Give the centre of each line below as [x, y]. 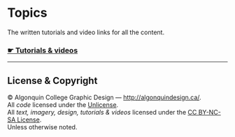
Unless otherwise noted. [42, 127]
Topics [27, 13]
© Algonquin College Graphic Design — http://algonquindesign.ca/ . [104, 98]
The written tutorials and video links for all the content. [86, 32]
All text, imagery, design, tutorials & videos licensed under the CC [102, 113]
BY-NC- [210, 113]
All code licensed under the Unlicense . [63, 105]
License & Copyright [52, 81]
